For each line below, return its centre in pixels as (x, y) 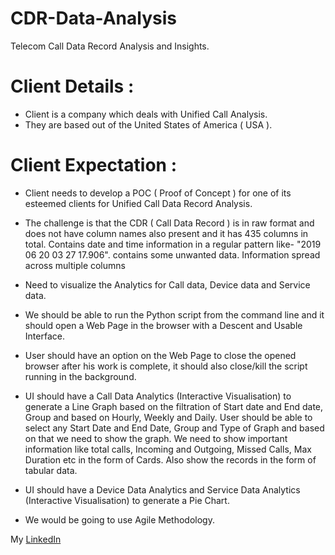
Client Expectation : (94, 165)
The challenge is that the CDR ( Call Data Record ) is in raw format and (169, 223)
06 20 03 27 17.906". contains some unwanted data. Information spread (172, 254)
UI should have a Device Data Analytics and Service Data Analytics (162, 489)
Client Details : (72, 86)
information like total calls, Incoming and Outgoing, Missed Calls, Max (168, 449)
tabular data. (51, 470)
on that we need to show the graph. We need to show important (156, 438)
